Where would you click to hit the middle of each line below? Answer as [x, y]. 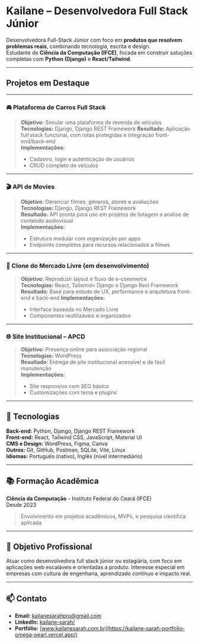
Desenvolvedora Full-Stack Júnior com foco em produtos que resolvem [94, 40]
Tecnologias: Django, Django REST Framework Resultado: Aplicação [105, 129]
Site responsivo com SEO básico [69, 386]
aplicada [31, 522]
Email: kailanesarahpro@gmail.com [58, 616]
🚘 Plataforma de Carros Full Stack [56, 107]
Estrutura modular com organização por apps [85, 239]
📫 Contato [27, 599]
